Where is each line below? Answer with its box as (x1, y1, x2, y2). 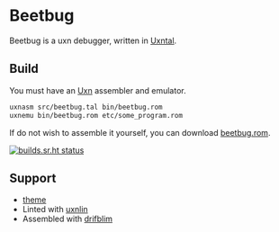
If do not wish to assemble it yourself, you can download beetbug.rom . (9, 127, 271, 138)
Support (9, 170, 57, 185)
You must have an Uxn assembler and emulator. (9, 85, 186, 95)
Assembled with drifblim (22, 213, 113, 225)
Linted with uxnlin (22, 204, 88, 215)
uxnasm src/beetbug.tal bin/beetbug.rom (9, 103, 164, 112)
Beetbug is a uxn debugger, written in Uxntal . (9, 35, 177, 46)
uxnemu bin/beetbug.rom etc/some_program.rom (9, 111, 183, 120)
